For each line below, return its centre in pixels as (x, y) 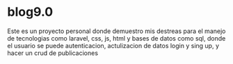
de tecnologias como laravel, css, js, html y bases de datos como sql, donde (116, 38)
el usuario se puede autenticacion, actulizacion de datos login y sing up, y (113, 45)
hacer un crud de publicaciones (53, 53)
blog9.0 (30, 12)
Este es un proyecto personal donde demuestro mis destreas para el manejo (116, 31)
